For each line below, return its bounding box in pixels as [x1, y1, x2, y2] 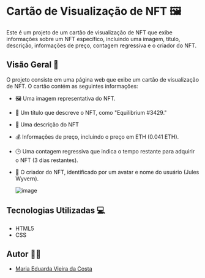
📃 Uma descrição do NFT [15, 120, 80, 128]
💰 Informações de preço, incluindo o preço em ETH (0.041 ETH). [15, 133, 179, 141]
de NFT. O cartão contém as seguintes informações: [6, 82, 139, 90]
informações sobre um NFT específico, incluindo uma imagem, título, [6, 35, 181, 42]
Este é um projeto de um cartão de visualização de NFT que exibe [6, 28, 173, 36]
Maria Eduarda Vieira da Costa [15, 265, 93, 272]
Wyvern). [15, 175, 39, 182]
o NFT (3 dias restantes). [15, 156, 78, 164]
